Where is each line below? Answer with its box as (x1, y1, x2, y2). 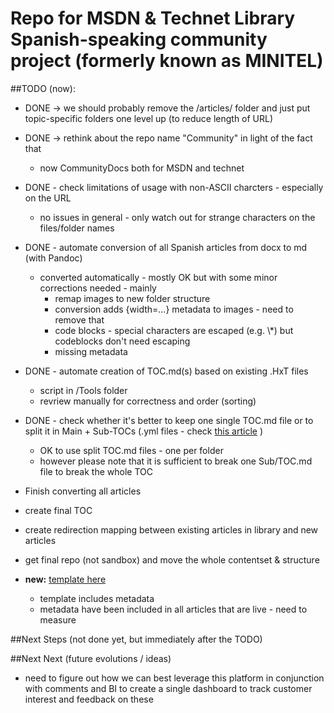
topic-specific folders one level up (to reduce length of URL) (24, 112, 274, 124)
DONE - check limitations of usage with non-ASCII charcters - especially (24, 181, 324, 193)
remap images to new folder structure (54, 292, 211, 304)
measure (39, 613, 77, 626)
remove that (54, 313, 105, 326)
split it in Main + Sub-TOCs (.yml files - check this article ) (24, 425, 263, 437)
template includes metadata (39, 592, 155, 604)
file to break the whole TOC (39, 465, 153, 477)
